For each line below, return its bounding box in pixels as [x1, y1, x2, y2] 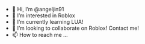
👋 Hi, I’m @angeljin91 [11, 6, 64, 12]
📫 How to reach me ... [11, 32, 68, 38]
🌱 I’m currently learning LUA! [11, 18, 84, 25]
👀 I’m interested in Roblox [11, 12, 75, 19]
